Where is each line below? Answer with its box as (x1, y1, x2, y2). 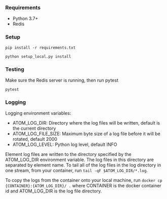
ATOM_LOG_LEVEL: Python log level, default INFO (12, 141, 117, 148)
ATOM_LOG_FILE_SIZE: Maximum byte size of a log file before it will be (12, 131, 160, 137)
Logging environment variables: (5, 110, 71, 116)
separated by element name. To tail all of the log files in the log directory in (5, 162, 161, 168)
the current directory (12, 126, 56, 132)
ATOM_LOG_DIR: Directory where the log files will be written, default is (12, 120, 160, 126)
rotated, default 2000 (12, 136, 57, 142)
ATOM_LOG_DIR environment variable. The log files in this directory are (5, 156, 154, 163)
